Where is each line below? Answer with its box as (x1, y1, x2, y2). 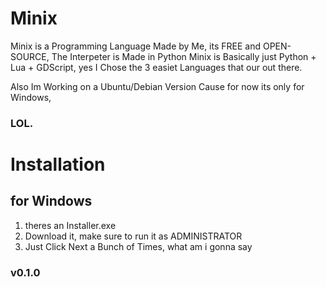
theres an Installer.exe (24, 219, 117, 231)
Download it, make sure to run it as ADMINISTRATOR (24, 230, 243, 242)
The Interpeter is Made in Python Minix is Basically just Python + (51, 50, 317, 62)
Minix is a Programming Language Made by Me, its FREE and (10, 40, 262, 52)
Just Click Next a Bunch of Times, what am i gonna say (24, 240, 253, 252)
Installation (10, 153, 106, 176)
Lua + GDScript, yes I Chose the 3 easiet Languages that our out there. (10, 61, 303, 73)
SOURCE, (10, 50, 50, 62)
